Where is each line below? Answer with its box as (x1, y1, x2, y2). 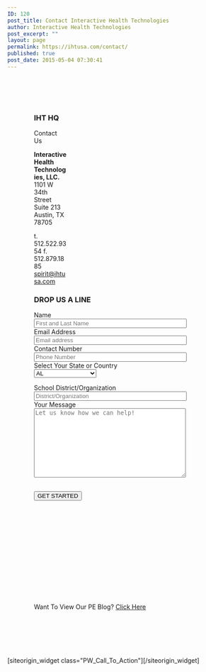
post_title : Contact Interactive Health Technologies (7, 17, 170, 24)
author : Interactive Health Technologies (7, 23, 132, 31)
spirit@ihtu (34, 270, 66, 278)
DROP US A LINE (34, 294, 91, 304)
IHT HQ (34, 113, 59, 123)
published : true (7, 50, 55, 57)
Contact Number (34, 345, 83, 353)
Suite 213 (34, 203, 62, 211)
